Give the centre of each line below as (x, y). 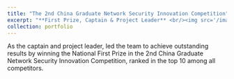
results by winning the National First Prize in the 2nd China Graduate (106, 53)
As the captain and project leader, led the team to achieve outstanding (108, 46)
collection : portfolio (40, 26)
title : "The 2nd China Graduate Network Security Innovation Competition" (118, 14)
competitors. (25, 68)
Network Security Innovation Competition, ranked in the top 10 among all (111, 61)
